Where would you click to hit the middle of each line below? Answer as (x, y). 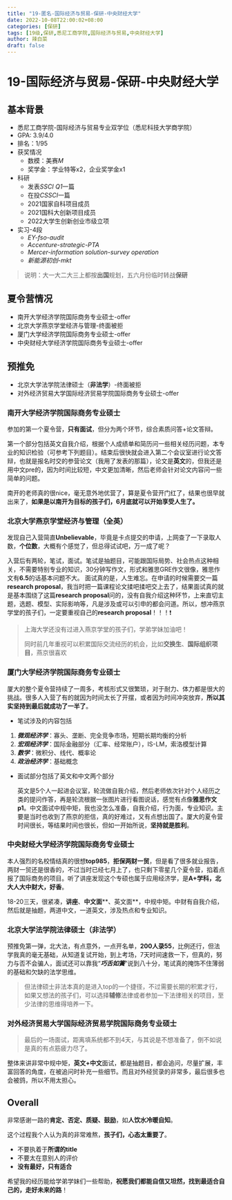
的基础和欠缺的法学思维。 (43, 972)
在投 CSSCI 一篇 (49, 195)
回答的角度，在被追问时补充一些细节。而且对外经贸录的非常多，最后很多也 (119, 1072)
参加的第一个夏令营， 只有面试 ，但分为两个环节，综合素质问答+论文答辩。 (112, 429)
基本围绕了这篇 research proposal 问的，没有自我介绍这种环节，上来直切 (115, 595)
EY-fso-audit (46, 238)
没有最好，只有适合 (45, 1167)
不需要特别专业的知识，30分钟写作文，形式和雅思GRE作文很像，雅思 (117, 570)
